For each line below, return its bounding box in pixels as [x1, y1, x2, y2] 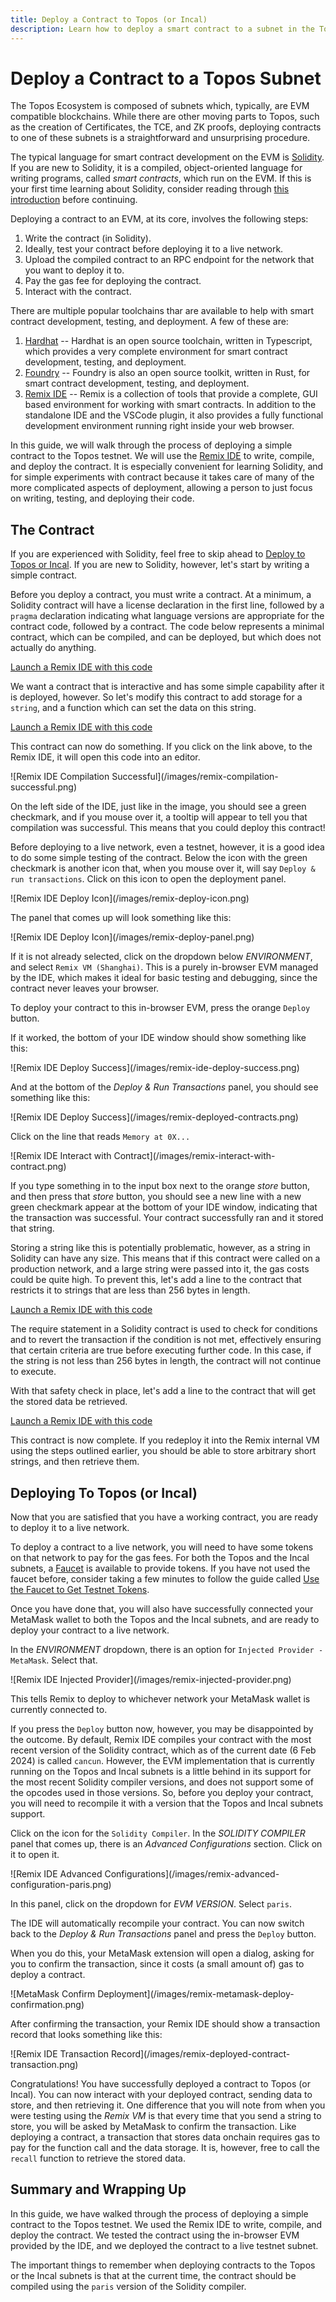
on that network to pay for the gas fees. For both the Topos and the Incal [10, 1552, 310, 1564]
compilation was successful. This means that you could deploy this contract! [10, 822, 326, 834]
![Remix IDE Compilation [10, 771, 110, 783]
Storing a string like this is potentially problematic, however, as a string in [10, 1242, 311, 1254]
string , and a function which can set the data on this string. [10, 702, 257, 714]
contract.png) [10, 1161, 67, 1173]
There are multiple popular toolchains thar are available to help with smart [10, 305, 315, 317]
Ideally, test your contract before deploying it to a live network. [24, 243, 284, 255]
